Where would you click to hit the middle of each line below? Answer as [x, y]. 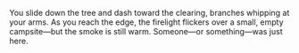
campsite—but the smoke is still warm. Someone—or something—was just [146, 31]
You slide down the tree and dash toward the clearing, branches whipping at [149, 13]
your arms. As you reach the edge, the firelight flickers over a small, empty [146, 22]
